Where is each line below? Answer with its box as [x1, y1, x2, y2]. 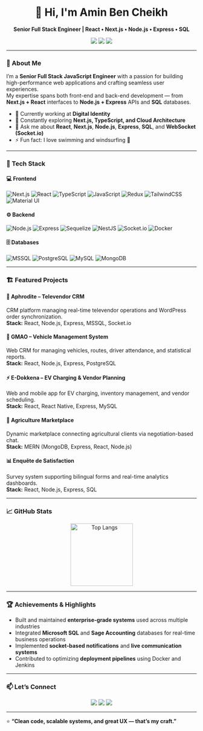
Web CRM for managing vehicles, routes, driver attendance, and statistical [6, 347, 192, 354]
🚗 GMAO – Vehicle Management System [6, 333, 109, 340]
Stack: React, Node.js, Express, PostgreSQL [6, 360, 117, 367]
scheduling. [6, 396, 36, 403]
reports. [6, 353, 26, 360]
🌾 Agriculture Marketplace [6, 416, 74, 423]
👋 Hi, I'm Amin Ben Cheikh [35, 5, 168, 19]
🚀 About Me [6, 59, 42, 67]
